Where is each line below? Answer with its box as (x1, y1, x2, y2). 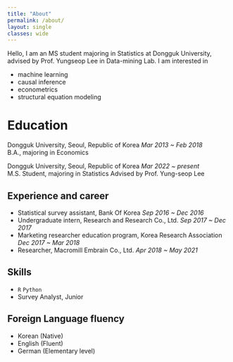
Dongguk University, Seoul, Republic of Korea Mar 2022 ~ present (7, 162, 200, 170)
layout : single (7, 23, 52, 30)
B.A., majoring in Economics (7, 149, 89, 157)
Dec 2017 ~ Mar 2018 (17, 239, 80, 246)
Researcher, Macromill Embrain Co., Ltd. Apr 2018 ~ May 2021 (17, 246, 199, 254)
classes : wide (7, 30, 49, 37)
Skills (7, 266, 32, 278)
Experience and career (7, 189, 109, 201)
